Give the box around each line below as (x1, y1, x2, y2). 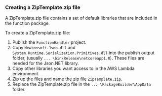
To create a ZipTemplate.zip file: (5, 30, 71, 36)
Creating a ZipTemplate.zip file (5, 4, 81, 11)
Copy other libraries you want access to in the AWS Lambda (12, 65, 135, 71)
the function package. (5, 20, 50, 26)
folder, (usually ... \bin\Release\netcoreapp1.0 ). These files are (12, 55, 145, 61)
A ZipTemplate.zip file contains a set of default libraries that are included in (5, 15, 158, 21)
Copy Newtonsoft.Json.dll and (12, 45, 76, 51)
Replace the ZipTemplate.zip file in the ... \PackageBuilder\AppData (12, 81, 151, 87)
